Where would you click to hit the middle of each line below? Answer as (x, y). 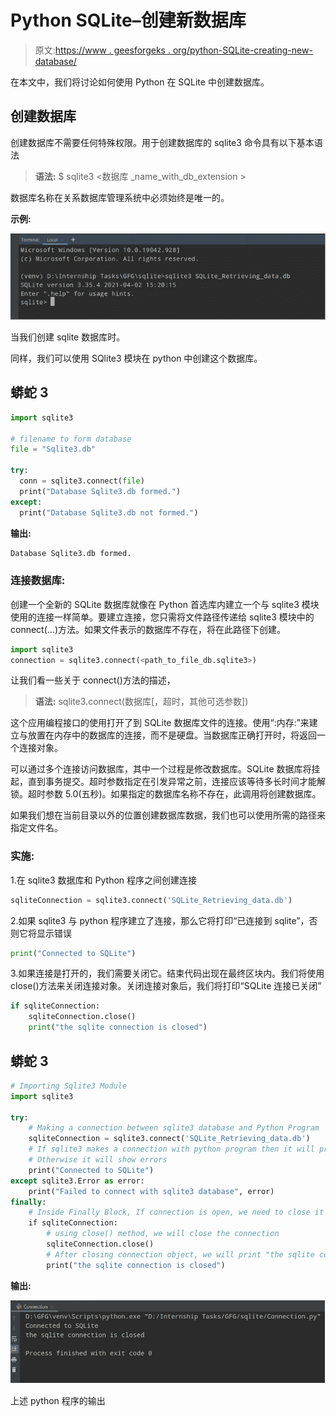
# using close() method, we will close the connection (163, 1234)
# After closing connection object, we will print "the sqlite (180, 1254)
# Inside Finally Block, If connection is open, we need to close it (176, 1212)
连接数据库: (38, 581)
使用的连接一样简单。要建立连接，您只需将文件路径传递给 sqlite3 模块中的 (162, 617)
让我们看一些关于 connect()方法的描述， (93, 680)
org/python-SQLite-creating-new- (242, 50)
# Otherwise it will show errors (98, 1160)
